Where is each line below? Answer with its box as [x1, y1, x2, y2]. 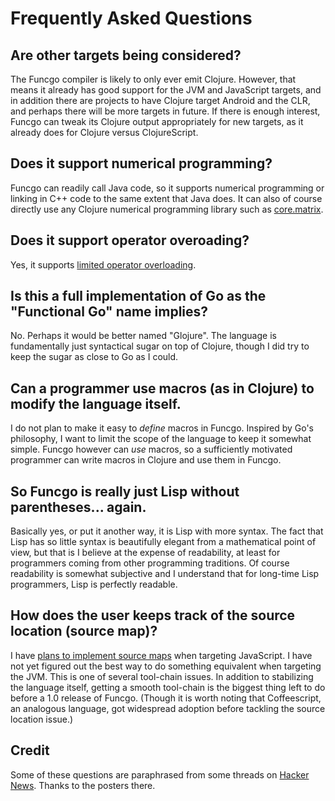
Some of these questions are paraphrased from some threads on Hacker [10, 768, 310, 781]
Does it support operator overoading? [10, 232, 250, 249]
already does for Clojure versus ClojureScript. [10, 127, 199, 138]
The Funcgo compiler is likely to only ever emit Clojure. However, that [10, 73, 297, 85]
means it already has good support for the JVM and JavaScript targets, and [10, 84, 322, 96]
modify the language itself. [10, 395, 182, 412]
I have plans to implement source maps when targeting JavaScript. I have [10, 649, 313, 661]
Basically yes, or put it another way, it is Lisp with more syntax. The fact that [10, 525, 324, 537]
